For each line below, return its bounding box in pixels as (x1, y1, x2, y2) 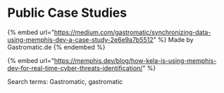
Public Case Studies (7, 5, 127, 21)
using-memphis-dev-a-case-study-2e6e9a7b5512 (7, 35, 154, 43)
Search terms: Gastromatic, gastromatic (7, 77, 123, 85)
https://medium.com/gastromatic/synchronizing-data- (54, 28, 211, 36)
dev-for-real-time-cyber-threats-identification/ (7, 64, 143, 72)
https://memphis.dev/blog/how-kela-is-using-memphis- (54, 56, 217, 64)
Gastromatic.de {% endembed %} (7, 43, 106, 51)
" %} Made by (153, 35, 194, 43)
